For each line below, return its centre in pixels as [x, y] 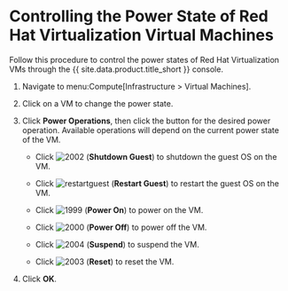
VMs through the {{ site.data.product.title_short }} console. [117, 69]
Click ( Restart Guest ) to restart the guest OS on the [157, 183]
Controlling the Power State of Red [139, 16]
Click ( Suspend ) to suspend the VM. [117, 244]
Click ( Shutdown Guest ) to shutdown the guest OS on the [156, 156]
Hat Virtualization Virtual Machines [142, 35]
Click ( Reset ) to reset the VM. [105, 261]
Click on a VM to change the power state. [97, 103]
